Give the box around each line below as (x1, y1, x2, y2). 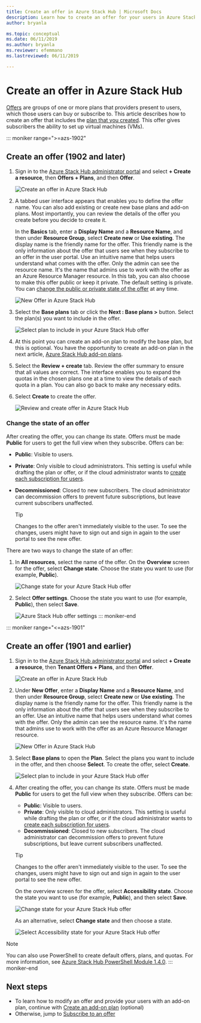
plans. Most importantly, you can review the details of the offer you (14, 210, 181, 217)
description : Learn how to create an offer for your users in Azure (6, 14, 181, 20)
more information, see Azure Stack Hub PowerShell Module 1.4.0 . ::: (6, 958, 173, 965)
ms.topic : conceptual (6, 31, 60, 36)
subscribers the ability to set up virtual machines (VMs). (6, 123, 144, 130)
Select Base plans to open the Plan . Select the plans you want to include (14, 754, 194, 762)
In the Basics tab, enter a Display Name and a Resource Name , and (14, 228, 183, 235)
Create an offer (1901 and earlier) (6, 641, 132, 651)
